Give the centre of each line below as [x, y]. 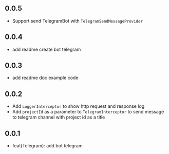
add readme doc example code [45, 78]
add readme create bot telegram [46, 49]
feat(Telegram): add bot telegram [47, 146]
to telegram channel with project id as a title [59, 117]
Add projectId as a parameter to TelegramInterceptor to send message [88, 112]
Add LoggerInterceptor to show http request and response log [78, 106]
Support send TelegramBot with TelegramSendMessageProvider [78, 21]
